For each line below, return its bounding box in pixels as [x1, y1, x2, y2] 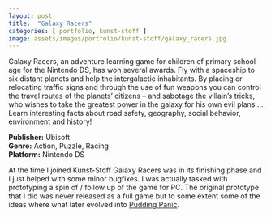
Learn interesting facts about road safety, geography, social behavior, [8, 108, 241, 118]
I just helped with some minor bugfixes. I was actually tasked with [8, 174, 228, 184]
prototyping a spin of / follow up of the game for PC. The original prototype [8, 183, 260, 193]
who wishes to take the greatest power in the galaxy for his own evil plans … [8, 100, 264, 109]
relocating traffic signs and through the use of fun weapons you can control [8, 83, 261, 92]
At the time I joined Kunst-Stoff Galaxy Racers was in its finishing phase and [8, 165, 262, 175]
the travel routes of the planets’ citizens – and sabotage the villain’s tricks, [8, 91, 256, 101]
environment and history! [8, 117, 92, 126]
